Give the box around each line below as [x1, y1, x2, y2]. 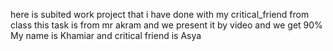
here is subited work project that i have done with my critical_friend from [10, 9, 310, 20]
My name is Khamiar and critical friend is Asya [10, 30, 202, 41]
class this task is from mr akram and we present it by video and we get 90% [10, 19, 323, 31]
